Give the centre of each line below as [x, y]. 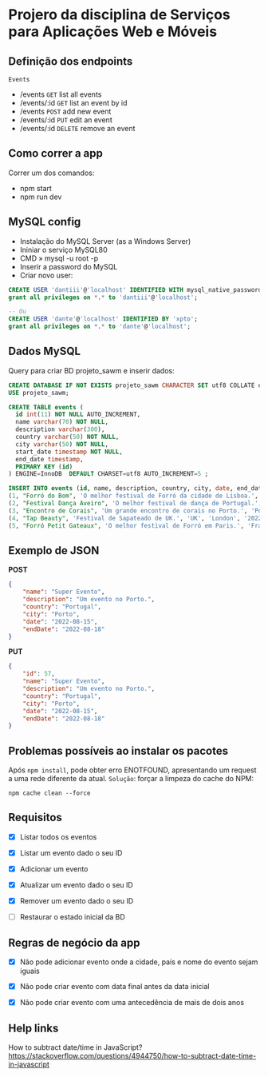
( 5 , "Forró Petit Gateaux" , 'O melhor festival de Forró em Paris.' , [126, 525]
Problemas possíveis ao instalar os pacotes [118, 750]
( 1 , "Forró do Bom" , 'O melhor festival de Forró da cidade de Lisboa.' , [134, 496]
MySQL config [45, 222]
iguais [30, 971]
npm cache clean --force [49, 793]
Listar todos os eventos [58, 836]
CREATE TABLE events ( [46, 407]
